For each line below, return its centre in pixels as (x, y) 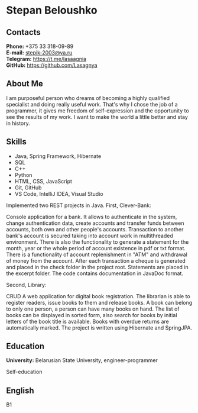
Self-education (24, 372)
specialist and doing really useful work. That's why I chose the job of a (92, 104)
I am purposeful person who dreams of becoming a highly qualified (88, 98)
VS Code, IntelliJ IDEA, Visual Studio (59, 193)
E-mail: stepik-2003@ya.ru (39, 53)
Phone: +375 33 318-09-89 (40, 46)
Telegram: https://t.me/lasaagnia (46, 59)
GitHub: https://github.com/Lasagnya (52, 65)
